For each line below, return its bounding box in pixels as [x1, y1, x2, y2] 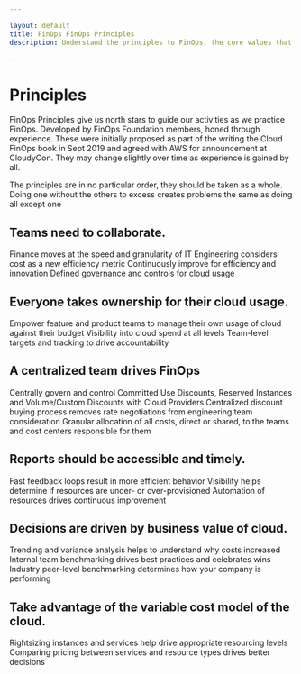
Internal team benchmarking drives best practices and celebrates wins [9, 554, 271, 565]
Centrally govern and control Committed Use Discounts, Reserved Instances [9, 387, 293, 397]
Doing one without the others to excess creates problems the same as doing [9, 189, 293, 200]
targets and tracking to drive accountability [9, 337, 169, 348]
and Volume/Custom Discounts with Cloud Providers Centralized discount [9, 396, 284, 407]
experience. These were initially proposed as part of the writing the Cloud [9, 133, 283, 144]
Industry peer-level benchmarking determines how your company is [9, 564, 261, 575]
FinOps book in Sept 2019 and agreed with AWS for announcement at [9, 143, 268, 154]
